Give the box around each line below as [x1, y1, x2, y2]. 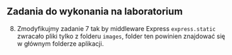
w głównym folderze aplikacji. [16, 39, 104, 48]
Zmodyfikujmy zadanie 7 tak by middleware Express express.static [16, 24, 216, 32]
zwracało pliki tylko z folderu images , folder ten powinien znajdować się [16, 32, 226, 40]
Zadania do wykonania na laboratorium [6, 6, 183, 18]
